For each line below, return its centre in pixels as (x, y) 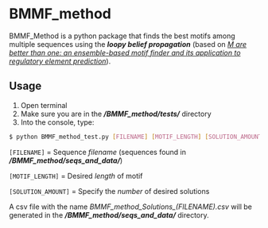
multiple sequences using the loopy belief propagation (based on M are (128, 44)
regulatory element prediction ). (60, 61)
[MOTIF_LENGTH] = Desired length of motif (76, 176)
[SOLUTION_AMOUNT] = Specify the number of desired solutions (109, 191)
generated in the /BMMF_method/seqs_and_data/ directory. (109, 214)
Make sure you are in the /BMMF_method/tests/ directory (116, 114)
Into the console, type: (57, 122)
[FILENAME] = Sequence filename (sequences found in (97, 152)
